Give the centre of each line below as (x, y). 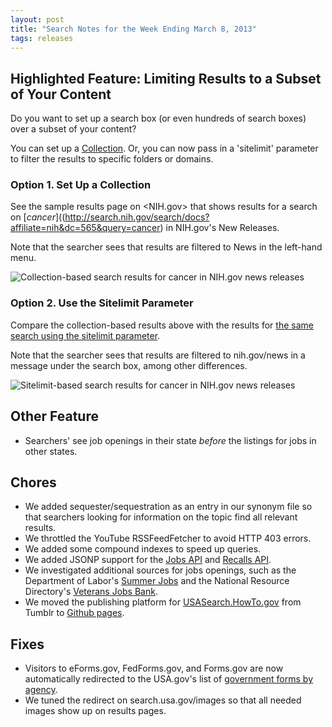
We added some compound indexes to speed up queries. (143, 549)
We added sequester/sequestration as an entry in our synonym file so (168, 507)
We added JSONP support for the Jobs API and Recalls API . (148, 560)
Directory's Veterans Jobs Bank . (91, 592)
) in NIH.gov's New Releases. (219, 228)
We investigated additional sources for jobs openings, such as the (160, 570)
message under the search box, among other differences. (129, 365)
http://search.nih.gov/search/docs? (137, 217)
